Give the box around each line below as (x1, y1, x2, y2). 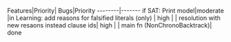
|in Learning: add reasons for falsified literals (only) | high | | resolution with (7, 14, 221, 22)
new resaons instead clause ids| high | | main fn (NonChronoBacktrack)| (7, 21, 212, 29)
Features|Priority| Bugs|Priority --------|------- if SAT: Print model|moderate (7, 7, 224, 14)
